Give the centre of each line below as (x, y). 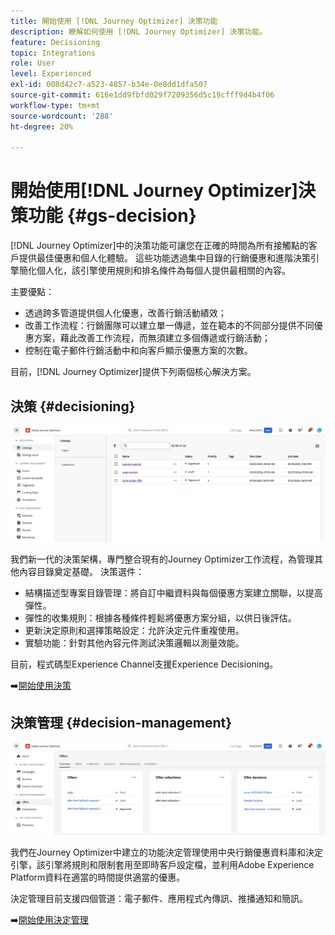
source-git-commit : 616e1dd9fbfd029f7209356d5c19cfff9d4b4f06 (142, 95)
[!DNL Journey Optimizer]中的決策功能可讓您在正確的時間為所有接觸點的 (159, 246)
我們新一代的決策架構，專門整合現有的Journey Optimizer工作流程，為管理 (162, 559)
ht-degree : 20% (42, 126)
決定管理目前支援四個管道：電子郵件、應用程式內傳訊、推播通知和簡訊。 (159, 899)
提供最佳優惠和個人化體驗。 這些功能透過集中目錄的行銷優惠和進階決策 (164, 258)
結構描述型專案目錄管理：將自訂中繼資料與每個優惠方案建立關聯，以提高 (173, 592)
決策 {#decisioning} (73, 406)
